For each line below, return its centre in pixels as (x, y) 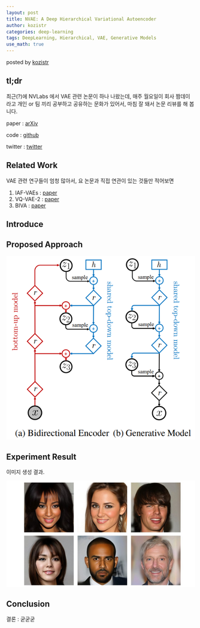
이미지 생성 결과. (25, 472)
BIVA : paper (30, 205)
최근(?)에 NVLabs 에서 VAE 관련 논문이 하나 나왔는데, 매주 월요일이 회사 (90, 96)
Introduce (25, 224)
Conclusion (28, 604)
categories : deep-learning (40, 32)
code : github (22, 134)
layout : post (22, 13)
